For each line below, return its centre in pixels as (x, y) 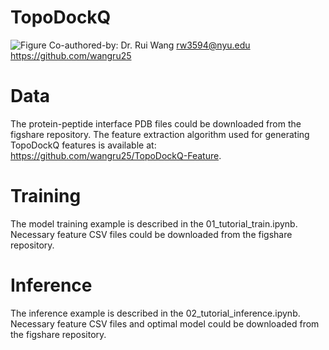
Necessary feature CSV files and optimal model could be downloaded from (165, 323)
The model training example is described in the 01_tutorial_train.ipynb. (154, 223)
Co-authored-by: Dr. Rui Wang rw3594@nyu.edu (149, 45)
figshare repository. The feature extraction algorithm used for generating (160, 134)
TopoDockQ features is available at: (83, 145)
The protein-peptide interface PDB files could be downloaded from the (156, 123)
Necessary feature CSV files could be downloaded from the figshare (151, 234)
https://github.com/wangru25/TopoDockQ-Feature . (116, 155)
